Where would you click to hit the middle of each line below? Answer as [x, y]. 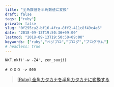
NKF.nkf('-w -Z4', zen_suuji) [36, 60]
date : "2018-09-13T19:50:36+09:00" [42, 33]
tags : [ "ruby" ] [21, 19]
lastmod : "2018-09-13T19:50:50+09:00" [45, 38]
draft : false [18, 14]
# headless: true [23, 46]
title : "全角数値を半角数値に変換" [37, 10]
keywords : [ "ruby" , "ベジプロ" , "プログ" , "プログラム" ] [57, 42]
